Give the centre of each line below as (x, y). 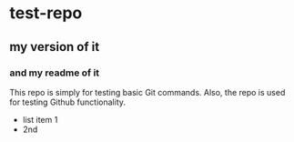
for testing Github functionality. (67, 102)
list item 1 (40, 119)
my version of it (55, 47)
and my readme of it (55, 73)
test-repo (46, 13)
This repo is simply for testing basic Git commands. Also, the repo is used (147, 92)
